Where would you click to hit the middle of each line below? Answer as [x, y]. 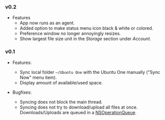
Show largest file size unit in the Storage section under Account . [85, 39]
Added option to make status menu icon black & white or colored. [86, 28]
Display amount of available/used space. [61, 82]
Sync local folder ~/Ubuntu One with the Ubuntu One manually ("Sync [90, 72]
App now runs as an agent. [47, 23]
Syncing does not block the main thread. [61, 102]
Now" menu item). [38, 77]
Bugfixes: [22, 92]
